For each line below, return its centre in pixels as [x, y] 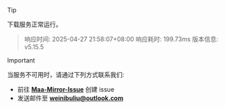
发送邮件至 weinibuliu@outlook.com [70, 98]
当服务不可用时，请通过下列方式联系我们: [66, 75]
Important [21, 60]
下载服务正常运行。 [35, 24]
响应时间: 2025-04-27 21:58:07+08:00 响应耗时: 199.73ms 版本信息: [121, 39]
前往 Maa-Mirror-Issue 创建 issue [66, 89]
